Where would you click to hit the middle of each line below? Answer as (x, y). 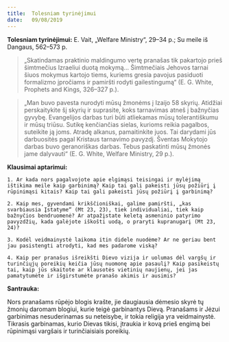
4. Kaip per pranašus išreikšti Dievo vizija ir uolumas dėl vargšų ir (111, 258)
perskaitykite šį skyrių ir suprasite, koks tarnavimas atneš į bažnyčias (121, 110)
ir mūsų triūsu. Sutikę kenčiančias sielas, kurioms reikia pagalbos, (117, 124)
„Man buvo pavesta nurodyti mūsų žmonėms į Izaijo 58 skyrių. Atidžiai (123, 102)
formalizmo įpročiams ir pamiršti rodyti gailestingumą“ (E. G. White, (119, 82)
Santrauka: (23, 288)
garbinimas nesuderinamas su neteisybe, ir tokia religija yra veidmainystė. (111, 316)
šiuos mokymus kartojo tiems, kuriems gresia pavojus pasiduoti (113, 75)
